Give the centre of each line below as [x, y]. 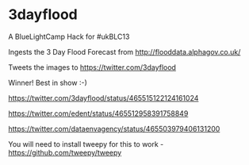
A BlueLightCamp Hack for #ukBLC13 [69, 36]
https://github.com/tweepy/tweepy [65, 152]
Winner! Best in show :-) [48, 82]
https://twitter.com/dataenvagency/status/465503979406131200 [114, 129]
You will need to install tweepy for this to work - [86, 144]
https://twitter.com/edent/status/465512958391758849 [98, 113]
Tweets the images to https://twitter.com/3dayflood [92, 67]
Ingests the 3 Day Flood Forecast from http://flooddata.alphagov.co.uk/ [125, 52]
